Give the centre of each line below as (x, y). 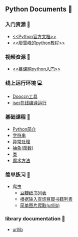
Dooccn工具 (25, 96)
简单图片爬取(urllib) (40, 205)
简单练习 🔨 (18, 175)
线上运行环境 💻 (24, 83)
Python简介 (24, 129)
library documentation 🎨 (35, 218)
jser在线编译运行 (29, 103)
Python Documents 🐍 (39, 9)
